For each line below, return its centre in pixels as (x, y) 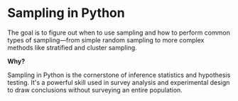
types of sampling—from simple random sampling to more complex (106, 40)
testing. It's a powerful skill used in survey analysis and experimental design (119, 82)
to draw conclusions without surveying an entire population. (95, 90)
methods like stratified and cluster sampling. (72, 47)
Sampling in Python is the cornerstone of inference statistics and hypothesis (119, 75)
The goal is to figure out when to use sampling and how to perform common (119, 32)
